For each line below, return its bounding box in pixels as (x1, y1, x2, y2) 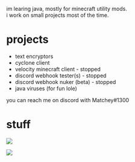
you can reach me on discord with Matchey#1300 (6, 96, 130, 103)
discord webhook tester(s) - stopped (14, 72, 107, 79)
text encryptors (14, 53, 54, 60)
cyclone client (14, 59, 50, 66)
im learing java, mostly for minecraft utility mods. (6, 5, 128, 12)
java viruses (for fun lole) (14, 85, 77, 92)
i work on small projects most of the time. (6, 11, 109, 19)
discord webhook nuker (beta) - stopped (14, 78, 116, 85)
